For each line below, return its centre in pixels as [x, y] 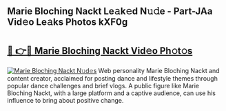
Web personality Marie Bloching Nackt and [159, 71]
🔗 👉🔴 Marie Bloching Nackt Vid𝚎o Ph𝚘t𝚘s [100, 51]
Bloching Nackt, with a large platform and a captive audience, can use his [111, 93]
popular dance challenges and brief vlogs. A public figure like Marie [103, 86]
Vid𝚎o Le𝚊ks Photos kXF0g [68, 22]
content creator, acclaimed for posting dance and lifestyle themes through [113, 78]
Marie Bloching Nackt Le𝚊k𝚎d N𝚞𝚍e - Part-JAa [110, 11]
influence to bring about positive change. [65, 100]
